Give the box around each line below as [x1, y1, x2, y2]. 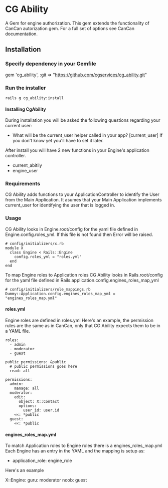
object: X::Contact [18, 399, 59, 404]
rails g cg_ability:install [5, 95, 64, 101]
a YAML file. [5, 328, 30, 334]
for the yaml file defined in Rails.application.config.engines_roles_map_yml [5, 277, 159, 283]
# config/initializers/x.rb [5, 241, 64, 246]
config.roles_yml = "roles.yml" [14, 254, 82, 259]
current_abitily [12, 162, 43, 168]
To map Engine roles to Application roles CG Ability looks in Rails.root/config [5, 272, 163, 278]
